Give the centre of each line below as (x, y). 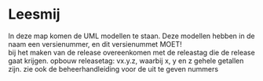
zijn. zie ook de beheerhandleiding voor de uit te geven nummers (113, 69)
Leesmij (34, 14)
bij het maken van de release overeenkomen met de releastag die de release (131, 52)
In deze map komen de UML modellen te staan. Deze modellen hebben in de (131, 36)
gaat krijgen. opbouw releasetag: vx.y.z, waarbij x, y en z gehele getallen (126, 61)
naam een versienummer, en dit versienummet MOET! (95, 44)
